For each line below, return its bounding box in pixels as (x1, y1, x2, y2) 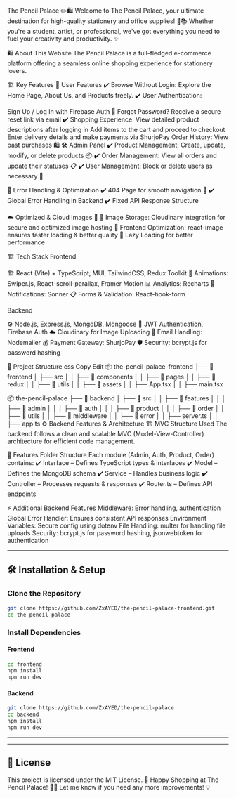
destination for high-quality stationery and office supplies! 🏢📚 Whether (7, 17, 214, 25)
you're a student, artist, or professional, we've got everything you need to (7, 27, 221, 35)
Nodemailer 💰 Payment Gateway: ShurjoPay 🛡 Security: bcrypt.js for (7, 339, 207, 346)
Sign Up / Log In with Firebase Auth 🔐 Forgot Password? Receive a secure (7, 107, 221, 115)
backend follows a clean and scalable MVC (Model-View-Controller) (7, 430, 204, 438)
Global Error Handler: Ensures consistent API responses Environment (7, 514, 207, 522)
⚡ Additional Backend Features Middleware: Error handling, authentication (7, 504, 221, 512)
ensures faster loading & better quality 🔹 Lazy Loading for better (7, 231, 193, 239)
